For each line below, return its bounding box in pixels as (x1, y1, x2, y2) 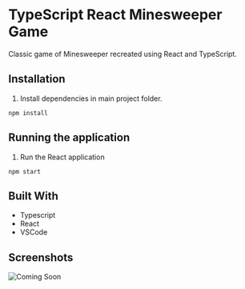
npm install (8, 109, 48, 117)
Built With (8, 189, 58, 203)
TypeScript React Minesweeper (8, 6, 223, 24)
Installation (8, 72, 66, 86)
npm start (8, 167, 42, 175)
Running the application (8, 130, 131, 145)
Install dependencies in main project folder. (19, 94, 163, 103)
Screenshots (8, 251, 74, 264)
